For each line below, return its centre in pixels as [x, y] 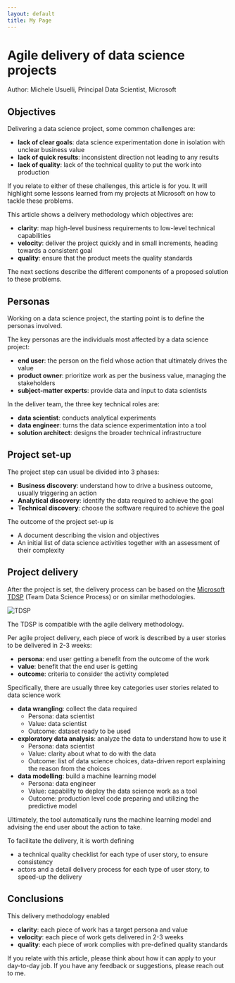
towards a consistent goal [55, 251]
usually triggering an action [57, 493]
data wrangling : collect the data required [77, 708]
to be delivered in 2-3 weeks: [50, 645]
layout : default [31, 14]
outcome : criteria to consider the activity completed [93, 674]
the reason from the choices [69, 768]
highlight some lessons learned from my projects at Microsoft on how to [112, 194]
